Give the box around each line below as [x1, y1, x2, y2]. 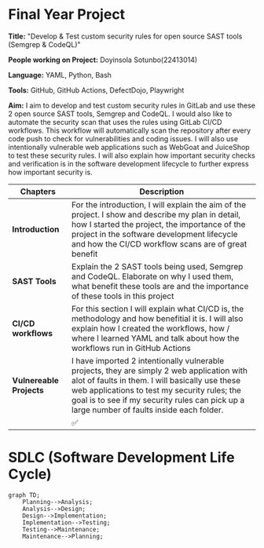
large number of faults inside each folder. [71, 404, 224, 415]
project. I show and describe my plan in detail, [71, 209, 241, 220]
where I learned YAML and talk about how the [71, 332, 240, 343]
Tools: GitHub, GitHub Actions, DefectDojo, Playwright [8, 85, 185, 95]
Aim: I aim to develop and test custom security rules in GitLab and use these [8, 100, 255, 110]
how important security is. [8, 167, 93, 177]
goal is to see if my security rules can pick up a [71, 394, 245, 405]
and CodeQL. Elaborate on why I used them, [71, 271, 234, 282]
